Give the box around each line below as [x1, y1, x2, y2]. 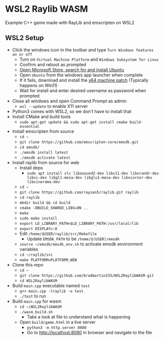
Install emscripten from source [12, 128, 75, 134]
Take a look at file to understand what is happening [27, 314, 131, 319]
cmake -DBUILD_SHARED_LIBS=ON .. [19, 205, 88, 210]
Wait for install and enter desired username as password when [19, 87, 146, 94]
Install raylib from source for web [12, 159, 80, 165]
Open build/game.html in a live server [19, 319, 96, 325]
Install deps [19, 165, 43, 170]
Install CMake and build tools [12, 114, 71, 120]
